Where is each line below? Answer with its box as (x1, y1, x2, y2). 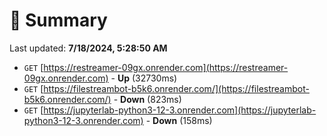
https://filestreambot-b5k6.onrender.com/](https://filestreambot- (43, 82, 310, 94)
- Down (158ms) (145, 114, 213, 126)
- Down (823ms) (113, 93, 182, 105)
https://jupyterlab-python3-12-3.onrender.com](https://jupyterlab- (43, 104, 317, 116)
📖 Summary (9, 9, 108, 32)
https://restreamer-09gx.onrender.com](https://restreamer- (43, 61, 289, 73)
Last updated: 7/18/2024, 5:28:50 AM (9, 42, 168, 54)
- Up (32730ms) (110, 72, 178, 84)
